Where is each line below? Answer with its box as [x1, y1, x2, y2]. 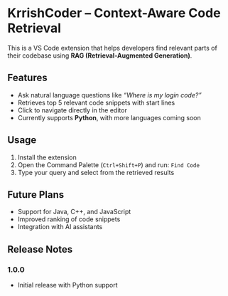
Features [7, 72, 48, 84]
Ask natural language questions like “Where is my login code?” [17, 90, 202, 99]
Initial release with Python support [17, 281, 119, 290]
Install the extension [17, 153, 77, 162]
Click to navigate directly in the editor [17, 105, 128, 115]
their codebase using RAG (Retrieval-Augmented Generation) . [7, 51, 192, 60]
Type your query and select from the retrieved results [17, 168, 175, 176]
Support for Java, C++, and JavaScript [17, 208, 131, 216]
